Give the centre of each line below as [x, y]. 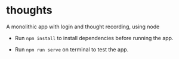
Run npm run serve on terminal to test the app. [72, 49]
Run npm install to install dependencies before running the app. [94, 38]
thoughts [29, 10]
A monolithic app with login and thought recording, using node [83, 27]
